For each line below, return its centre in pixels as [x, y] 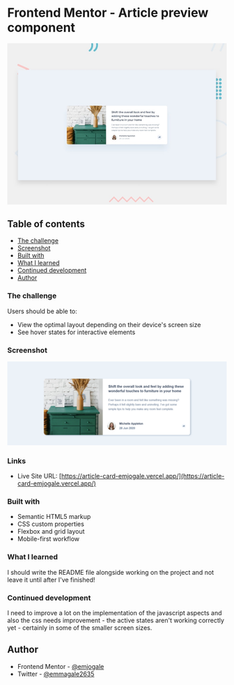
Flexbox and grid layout [51, 532]
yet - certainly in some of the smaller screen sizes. [80, 628]
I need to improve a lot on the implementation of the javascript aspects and [115, 613]
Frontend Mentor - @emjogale [61, 666]
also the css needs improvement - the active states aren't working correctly [116, 620]
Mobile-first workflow [48, 539]
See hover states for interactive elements [76, 332]
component [41, 28]
